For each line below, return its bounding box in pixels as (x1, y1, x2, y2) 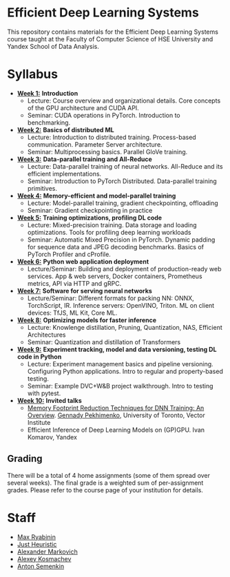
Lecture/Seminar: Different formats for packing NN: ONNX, (27, 294, 194, 302)
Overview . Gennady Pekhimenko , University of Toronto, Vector (27, 411, 205, 419)
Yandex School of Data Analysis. (7, 42, 100, 50)
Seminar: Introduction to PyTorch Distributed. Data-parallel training (27, 177, 217, 185)
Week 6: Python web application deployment (17, 257, 149, 266)
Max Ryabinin (17, 532, 56, 541)
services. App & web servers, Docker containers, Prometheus (27, 272, 202, 280)
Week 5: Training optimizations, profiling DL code (17, 213, 163, 222)
